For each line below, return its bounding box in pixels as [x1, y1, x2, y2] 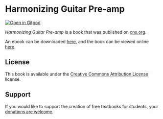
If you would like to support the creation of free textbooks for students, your [5, 103, 158, 109]
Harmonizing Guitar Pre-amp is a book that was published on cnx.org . [5, 29, 147, 35]
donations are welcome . [5, 109, 54, 115]
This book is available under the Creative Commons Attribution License [5, 71, 148, 77]
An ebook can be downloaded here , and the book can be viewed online [5, 38, 149, 45]
